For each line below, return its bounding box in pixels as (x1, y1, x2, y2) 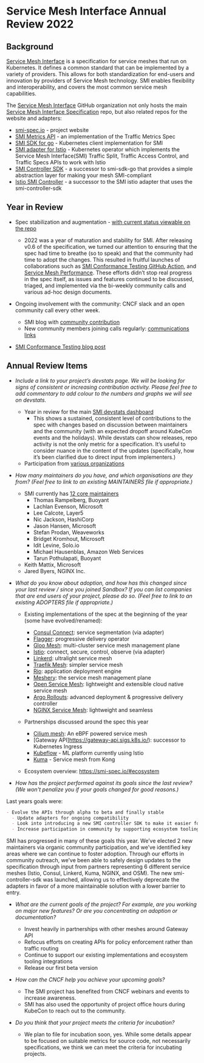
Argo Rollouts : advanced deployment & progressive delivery (33, 693, 183, 700)
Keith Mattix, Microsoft (24, 561, 81, 568)
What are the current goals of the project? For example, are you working (15, 901, 197, 908)
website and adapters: (6, 114, 63, 122)
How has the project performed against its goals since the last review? (15, 779, 192, 786)
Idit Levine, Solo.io (33, 542, 80, 549)
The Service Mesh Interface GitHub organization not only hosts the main (6, 102, 187, 109)
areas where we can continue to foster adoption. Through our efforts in (6, 850, 184, 857)
